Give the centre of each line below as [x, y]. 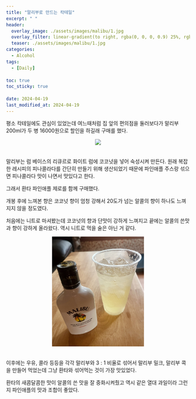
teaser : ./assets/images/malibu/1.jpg [59, 43]
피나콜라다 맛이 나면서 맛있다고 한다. [53, 176]
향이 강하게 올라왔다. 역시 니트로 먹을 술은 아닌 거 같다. [74, 228]
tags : [13, 62]
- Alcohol [23, 56]
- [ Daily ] [23, 68]
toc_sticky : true [27, 87]
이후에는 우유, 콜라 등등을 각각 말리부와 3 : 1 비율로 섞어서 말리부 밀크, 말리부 [93, 363]
